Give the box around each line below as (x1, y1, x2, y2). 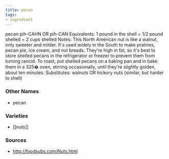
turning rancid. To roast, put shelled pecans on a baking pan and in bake (5, 58, 158, 64)
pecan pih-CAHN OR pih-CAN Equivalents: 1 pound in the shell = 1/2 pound (5, 31, 163, 37)
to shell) (5, 75, 22, 81)
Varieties (5, 112, 28, 119)
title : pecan (5, 7, 33, 13)
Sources (5, 137, 27, 144)
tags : (5, 12, 17, 17)
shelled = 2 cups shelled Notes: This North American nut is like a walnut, (5, 36, 158, 42)
